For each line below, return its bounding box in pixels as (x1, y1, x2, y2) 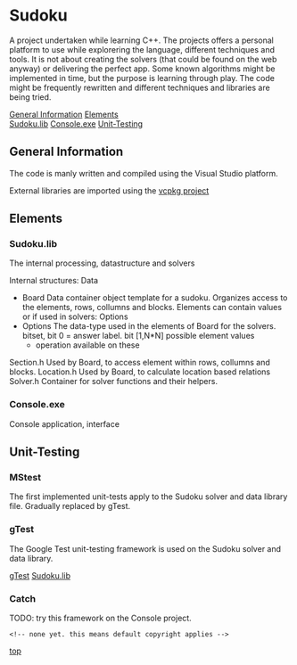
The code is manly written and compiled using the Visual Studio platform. (9, 168, 278, 178)
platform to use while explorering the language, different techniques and (9, 44, 275, 54)
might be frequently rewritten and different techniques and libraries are (9, 82, 270, 93)
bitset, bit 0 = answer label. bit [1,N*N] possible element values (21, 331, 255, 341)
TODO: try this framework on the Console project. (9, 612, 192, 624)
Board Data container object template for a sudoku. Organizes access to (21, 292, 288, 303)
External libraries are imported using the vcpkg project (9, 185, 210, 196)
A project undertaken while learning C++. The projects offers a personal (9, 35, 274, 45)
